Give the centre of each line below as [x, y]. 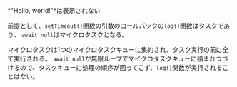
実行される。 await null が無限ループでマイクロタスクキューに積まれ [115, 58]
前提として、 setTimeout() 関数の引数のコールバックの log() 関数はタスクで [116, 26]
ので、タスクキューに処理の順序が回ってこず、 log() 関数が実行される [121, 67]
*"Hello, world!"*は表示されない [54, 10]
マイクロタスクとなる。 [94, 35]
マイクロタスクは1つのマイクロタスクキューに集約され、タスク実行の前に [115, 50]
